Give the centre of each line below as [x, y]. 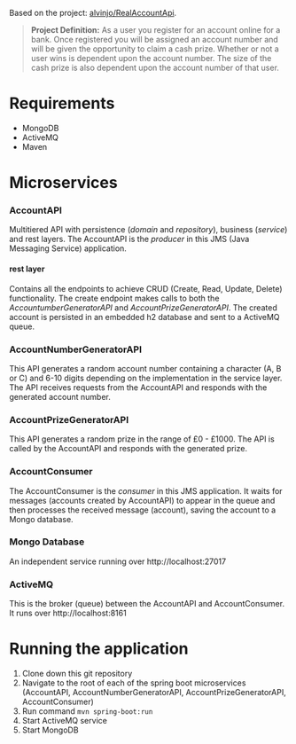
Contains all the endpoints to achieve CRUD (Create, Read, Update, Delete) [146, 288]
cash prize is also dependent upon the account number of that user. [155, 67]
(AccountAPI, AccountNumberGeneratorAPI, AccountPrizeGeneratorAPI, [154, 693]
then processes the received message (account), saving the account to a [143, 510]
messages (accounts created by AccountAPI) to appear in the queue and [142, 500]
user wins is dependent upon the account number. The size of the [151, 58]
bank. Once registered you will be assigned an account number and [155, 39]
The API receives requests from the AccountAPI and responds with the [138, 387]
